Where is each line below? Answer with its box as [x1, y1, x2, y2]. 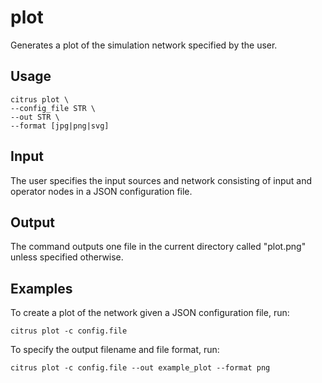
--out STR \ [10, 112, 60, 122]
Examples [10, 280, 73, 297]
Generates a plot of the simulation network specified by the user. [10, 39, 278, 51]
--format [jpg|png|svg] [10, 121, 110, 131]
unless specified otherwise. [10, 251, 124, 263]
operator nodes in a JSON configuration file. [10, 185, 193, 197]
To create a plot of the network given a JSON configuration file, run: [10, 307, 290, 319]
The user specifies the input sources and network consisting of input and [10, 174, 313, 186]
